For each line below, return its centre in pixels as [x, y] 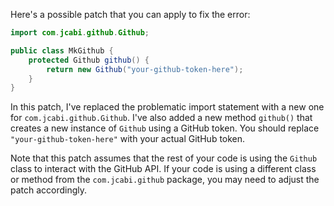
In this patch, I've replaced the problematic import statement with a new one [167, 107]
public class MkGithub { [62, 50]
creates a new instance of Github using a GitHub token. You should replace [165, 128]
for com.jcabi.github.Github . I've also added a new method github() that [161, 118]
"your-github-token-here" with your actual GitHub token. [128, 139]
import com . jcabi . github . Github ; [80, 33]
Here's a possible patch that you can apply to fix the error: [130, 14]
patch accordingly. [49, 190]
